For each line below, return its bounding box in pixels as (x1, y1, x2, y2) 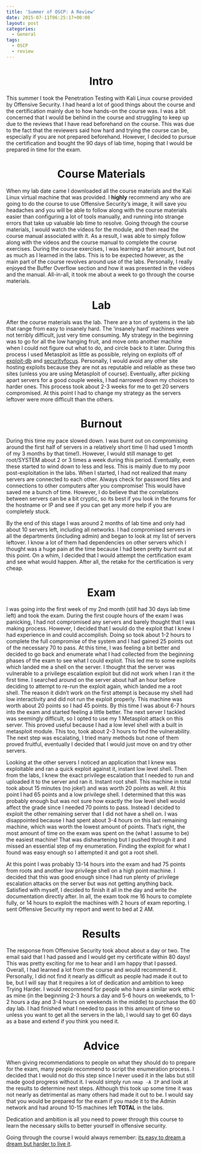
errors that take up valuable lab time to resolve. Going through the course (6, 219, 189, 226)
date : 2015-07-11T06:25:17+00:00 (6, 15, 90, 21)
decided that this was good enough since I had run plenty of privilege (6, 873, 179, 881)
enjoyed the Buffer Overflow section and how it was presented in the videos (6, 264, 195, 271)
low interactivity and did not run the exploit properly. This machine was (6, 696, 183, 703)
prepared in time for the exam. (6, 146, 81, 153)
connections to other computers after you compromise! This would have (6, 482, 186, 489)
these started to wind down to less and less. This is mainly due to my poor (6, 463, 191, 470)
